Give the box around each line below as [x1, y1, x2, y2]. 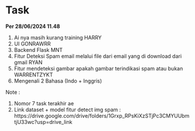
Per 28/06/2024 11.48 [5, 23, 60, 30]
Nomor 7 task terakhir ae [13, 100, 74, 107]
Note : [5, 88, 20, 95]
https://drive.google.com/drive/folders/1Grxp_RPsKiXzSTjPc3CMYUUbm [13, 112, 190, 119]
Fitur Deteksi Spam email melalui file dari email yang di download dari [13, 52, 182, 59]
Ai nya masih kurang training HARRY [13, 34, 102, 41]
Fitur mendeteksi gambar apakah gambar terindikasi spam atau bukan [13, 65, 183, 72]
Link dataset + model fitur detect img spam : [13, 106, 121, 113]
